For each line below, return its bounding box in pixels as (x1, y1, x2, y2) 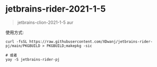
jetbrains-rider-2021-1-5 (5, 3, 106, 15)
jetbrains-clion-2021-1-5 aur (17, 19, 74, 25)
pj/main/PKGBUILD (5, 43, 41, 48)
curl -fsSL (5, 39, 28, 44)
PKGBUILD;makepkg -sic (46, 43, 92, 48)
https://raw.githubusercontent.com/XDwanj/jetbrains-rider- (29, 39, 153, 44)
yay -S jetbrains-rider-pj (5, 57, 60, 62)
